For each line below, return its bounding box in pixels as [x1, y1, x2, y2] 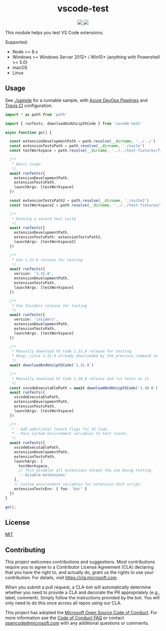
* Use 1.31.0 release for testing [11, 257, 83, 262]
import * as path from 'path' [5, 112, 68, 117]
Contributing [5, 545, 45, 554]
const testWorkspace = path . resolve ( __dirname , [9, 148, 110, 153]
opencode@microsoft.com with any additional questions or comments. [5, 620, 149, 626]
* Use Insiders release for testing [11, 303, 87, 308]
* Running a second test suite [11, 216, 77, 221]
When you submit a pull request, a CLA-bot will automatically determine [5, 584, 151, 590]
